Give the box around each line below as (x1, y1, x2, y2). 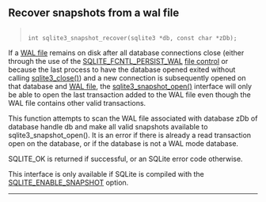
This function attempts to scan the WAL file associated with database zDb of (8, 114, 258, 123)
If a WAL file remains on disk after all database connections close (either (8, 47, 245, 58)
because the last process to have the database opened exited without (8, 65, 236, 74)
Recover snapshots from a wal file (8, 6, 180, 20)
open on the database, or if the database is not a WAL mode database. (8, 138, 239, 148)
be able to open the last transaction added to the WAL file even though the (8, 90, 251, 99)
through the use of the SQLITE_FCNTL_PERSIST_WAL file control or (8, 56, 229, 65)
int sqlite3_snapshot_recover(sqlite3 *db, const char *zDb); (27, 34, 237, 42)
